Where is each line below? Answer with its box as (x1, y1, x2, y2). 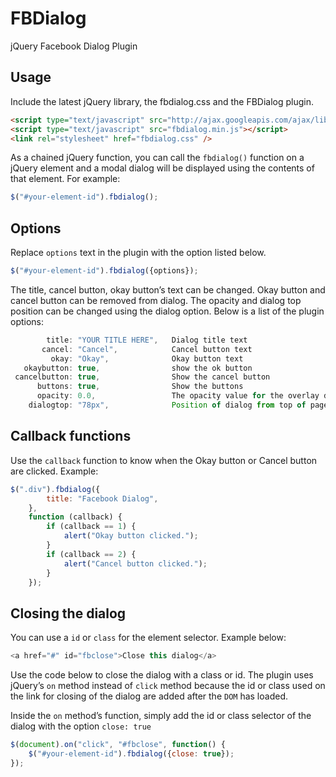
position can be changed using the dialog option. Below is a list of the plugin (10, 305, 325, 317)
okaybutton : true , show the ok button (23, 363, 253, 373)
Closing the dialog (10, 605, 127, 622)
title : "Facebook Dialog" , (46, 493, 159, 504)
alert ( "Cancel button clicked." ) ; (63, 558, 208, 569)
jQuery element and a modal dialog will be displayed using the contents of (10, 162, 315, 174)
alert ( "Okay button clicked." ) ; (63, 531, 199, 541)
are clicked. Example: (10, 465, 99, 477)
